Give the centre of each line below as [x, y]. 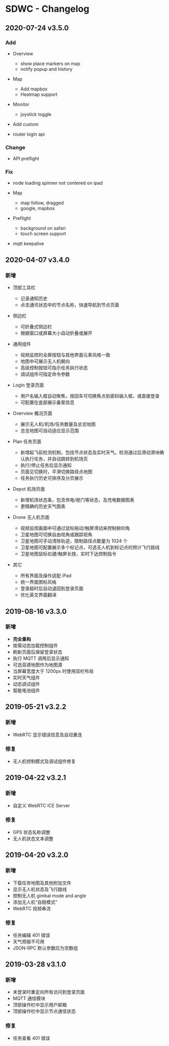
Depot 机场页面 [29, 489]
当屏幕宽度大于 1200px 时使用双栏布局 [53, 671]
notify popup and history [46, 69]
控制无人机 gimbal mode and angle [49, 896]
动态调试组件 [26, 684]
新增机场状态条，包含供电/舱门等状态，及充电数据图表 [77, 500]
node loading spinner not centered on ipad [58, 183]
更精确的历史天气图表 [43, 507]
